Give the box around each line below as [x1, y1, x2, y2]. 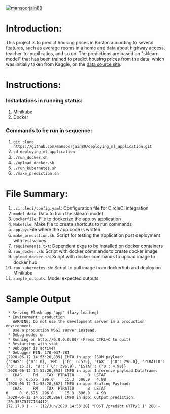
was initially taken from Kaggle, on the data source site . [6, 61, 122, 67]
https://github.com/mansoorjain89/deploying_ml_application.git [13, 144, 152, 149]
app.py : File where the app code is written [13, 226, 101, 232]
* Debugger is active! [8, 346, 56, 351]
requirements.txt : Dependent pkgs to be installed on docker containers [13, 243, 163, 249]
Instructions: [6, 79, 61, 91]
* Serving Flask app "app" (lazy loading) [8, 310, 99, 315]
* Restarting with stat [8, 341, 58, 346]
